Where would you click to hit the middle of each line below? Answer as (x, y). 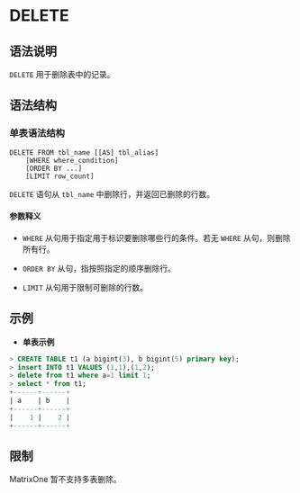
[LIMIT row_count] (60, 176)
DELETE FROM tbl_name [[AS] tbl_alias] (84, 152)
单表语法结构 (37, 133)
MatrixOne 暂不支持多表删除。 (65, 480)
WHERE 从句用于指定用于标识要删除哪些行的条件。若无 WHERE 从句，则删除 (156, 238)
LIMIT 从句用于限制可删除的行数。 (85, 287)
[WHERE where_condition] (72, 160)
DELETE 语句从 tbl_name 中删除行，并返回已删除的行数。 (112, 193)
